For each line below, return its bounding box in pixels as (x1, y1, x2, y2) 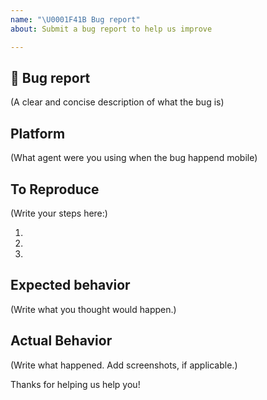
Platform (10, 125, 66, 142)
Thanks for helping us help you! (10, 378, 141, 390)
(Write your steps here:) (10, 207, 108, 219)
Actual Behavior (10, 332, 113, 350)
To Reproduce (10, 181, 100, 198)
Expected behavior (10, 277, 131, 294)
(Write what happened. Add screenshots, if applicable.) (10, 359, 238, 371)
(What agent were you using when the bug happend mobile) (10, 152, 258, 164)
